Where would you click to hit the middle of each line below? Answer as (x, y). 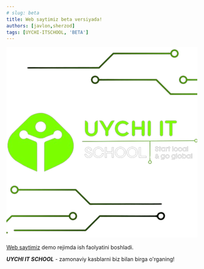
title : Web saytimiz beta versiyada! (54, 19)
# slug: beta (23, 13)
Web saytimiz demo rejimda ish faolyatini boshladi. (70, 248)
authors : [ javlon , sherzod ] (41, 26)
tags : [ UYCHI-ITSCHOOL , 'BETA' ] (47, 32)
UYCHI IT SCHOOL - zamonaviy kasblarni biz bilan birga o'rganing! (91, 259)
